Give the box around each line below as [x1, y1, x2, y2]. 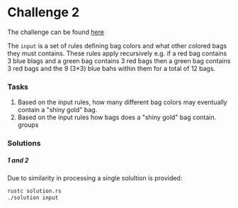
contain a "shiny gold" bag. [17, 106, 98, 114]
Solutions [7, 138, 41, 148]
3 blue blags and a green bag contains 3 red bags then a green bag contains [7, 56, 231, 65]
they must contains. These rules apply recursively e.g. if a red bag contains [7, 49, 227, 58]
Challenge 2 [7, 4, 80, 21]
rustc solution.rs [7, 187, 62, 195]
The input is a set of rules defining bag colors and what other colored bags [7, 41, 227, 50]
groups [17, 121, 39, 129]
